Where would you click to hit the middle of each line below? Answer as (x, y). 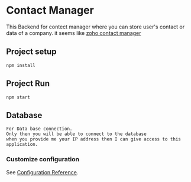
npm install (21, 65)
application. (22, 145)
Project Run (28, 84)
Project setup (32, 52)
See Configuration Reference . (42, 172)
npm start (18, 97)
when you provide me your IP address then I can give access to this (94, 139)
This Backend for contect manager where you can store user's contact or (96, 27)
